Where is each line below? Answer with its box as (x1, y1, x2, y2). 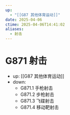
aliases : (5, 27, 24, 32)
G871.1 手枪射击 (20, 85, 53, 91)
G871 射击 (5, 55, 48, 67)
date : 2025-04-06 (5, 17, 42, 22)
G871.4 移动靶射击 (20, 104, 59, 110)
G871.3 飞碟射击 (20, 98, 55, 104)
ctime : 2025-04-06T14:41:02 (5, 22, 65, 27)
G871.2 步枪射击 (20, 91, 55, 98)
